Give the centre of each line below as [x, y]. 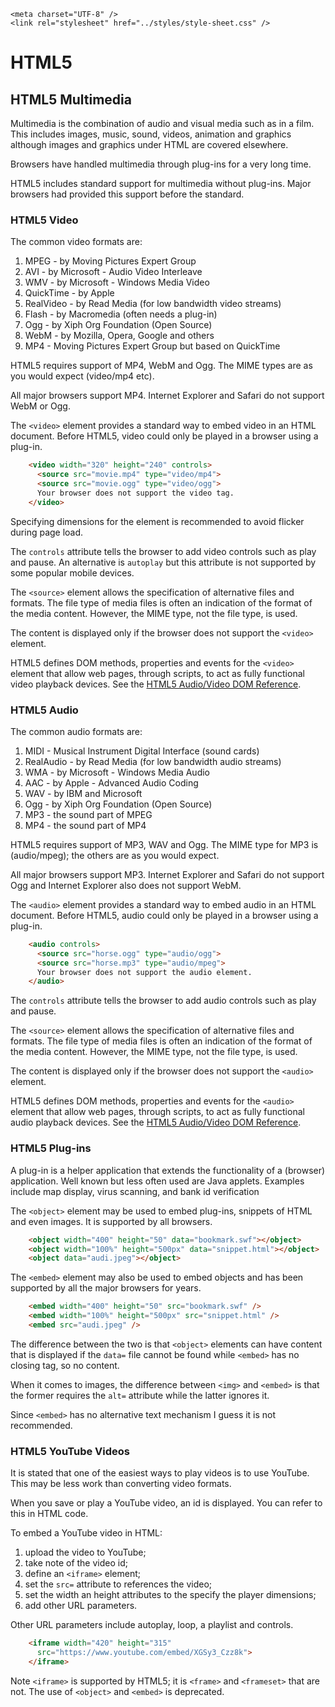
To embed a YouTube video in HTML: [86, 1533]
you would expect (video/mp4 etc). [82, 376]
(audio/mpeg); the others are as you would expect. [115, 855]
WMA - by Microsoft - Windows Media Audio [117, 772]
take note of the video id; [76, 1563]
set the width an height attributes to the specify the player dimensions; [170, 1595]
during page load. [47, 532]
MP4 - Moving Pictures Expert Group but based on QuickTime [152, 346]
